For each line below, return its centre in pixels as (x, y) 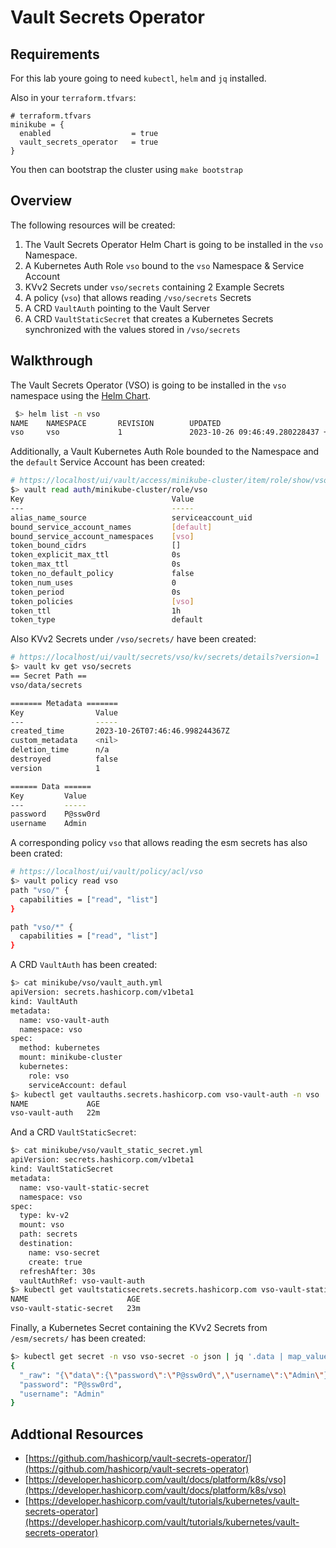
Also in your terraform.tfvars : (73, 97)
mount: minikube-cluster (71, 1057)
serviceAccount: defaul (78, 1085)
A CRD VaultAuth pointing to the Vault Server (117, 308)
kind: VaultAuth (44, 1001)
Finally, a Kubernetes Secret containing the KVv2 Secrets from (139, 1327)
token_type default (106, 620)
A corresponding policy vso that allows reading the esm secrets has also (159, 843)
